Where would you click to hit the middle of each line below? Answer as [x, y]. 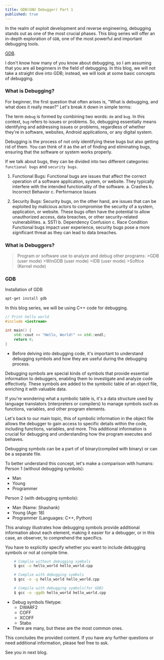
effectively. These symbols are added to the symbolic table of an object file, [82, 384]
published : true [22, 14]
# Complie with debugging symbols [49, 575]
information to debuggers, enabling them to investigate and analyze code [79, 378]
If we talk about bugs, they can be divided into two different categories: [77, 161]
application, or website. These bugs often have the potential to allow [81, 212]
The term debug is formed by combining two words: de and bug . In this [75, 116]
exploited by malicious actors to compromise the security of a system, [83, 206]
